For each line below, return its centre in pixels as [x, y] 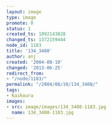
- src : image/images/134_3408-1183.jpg [56, 107]
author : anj [21, 56]
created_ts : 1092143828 [36, 34]
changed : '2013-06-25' [35, 68]
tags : [13, 90]
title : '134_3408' [29, 51]
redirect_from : [25, 73]
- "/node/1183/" [26, 79]
